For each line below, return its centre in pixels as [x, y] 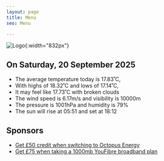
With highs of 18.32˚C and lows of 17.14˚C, [67, 86]
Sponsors [25, 130]
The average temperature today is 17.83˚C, [68, 79]
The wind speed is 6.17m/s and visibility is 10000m [78, 99]
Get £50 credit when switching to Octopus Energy [77, 145]
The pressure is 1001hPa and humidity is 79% [72, 105]
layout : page [23, 12]
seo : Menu [19, 23]
